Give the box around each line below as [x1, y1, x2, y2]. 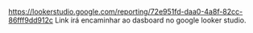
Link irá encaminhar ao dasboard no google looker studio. [55, 15, 247, 25]
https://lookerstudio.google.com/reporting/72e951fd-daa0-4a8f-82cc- [8, 7, 243, 16]
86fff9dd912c [8, 15, 54, 25]
